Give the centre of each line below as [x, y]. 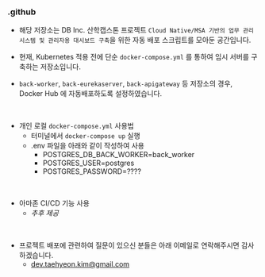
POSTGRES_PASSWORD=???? [92, 171]
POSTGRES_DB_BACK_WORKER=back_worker [119, 155]
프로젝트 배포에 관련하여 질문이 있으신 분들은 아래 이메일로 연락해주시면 [129, 245]
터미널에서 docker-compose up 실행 [85, 136]
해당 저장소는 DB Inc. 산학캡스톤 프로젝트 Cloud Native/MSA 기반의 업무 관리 [136, 30]
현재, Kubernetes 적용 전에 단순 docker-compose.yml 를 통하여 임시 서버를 [134, 57]
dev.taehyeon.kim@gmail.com [80, 264]
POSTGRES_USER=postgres [88, 163]
